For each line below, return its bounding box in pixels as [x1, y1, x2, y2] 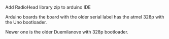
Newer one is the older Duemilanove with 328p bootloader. [5, 29, 128, 34]
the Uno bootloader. [5, 19, 47, 25]
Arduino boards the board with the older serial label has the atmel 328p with [5, 14, 164, 19]
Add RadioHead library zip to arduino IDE [5, 4, 91, 10]
